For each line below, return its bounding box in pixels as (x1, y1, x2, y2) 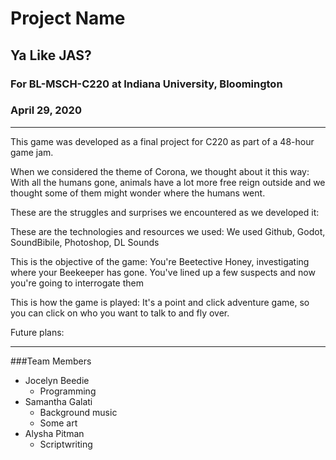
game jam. (10, 146, 54, 158)
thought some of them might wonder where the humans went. (10, 187, 266, 199)
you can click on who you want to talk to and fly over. (10, 307, 230, 319)
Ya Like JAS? (10, 47, 92, 64)
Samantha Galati (24, 395, 93, 407)
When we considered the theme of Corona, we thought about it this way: (10, 165, 310, 177)
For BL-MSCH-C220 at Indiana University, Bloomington (10, 77, 283, 91)
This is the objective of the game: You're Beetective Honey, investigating (10, 255, 310, 267)
